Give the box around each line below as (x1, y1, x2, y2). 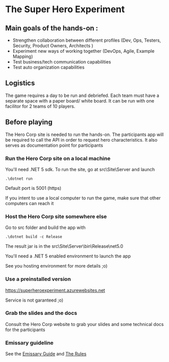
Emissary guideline (5, 339, 54, 346)
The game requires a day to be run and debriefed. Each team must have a (5, 92, 159, 98)
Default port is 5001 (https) (5, 185, 62, 191)
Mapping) (12, 53, 33, 59)
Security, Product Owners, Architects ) (12, 43, 93, 49)
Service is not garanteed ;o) (5, 297, 63, 303)
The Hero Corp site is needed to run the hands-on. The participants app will (5, 131, 164, 138)
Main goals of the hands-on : (5, 24, 98, 32)
